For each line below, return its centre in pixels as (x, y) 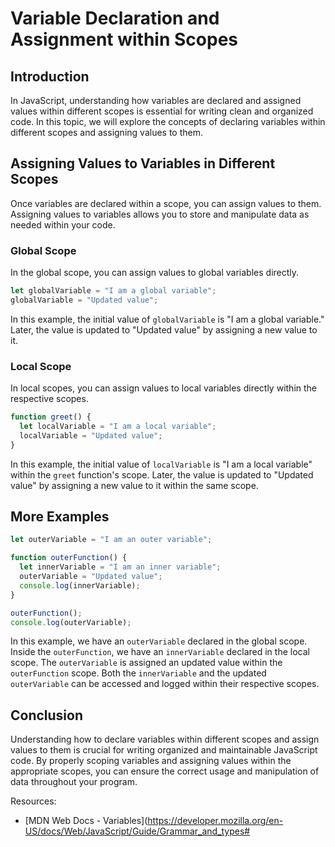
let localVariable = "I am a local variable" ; (118, 427)
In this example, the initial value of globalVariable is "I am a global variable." (167, 319)
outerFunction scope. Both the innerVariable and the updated (138, 673)
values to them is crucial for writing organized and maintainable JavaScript (164, 750)
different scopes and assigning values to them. (106, 132)
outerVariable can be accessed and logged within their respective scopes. (165, 684)
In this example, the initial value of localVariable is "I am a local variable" (161, 464)
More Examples (60, 517)
